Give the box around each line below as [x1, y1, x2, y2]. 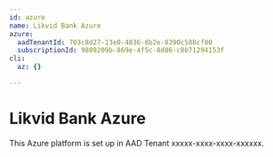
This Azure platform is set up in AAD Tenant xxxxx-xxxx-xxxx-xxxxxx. [9, 137, 265, 148]
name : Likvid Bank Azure [9, 21, 101, 30]
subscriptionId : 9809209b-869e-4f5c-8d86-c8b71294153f [17, 46, 225, 55]
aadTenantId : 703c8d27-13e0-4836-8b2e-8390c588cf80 [17, 37, 213, 47]
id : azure [9, 12, 46, 22]
